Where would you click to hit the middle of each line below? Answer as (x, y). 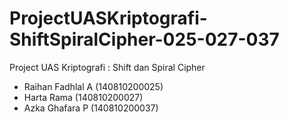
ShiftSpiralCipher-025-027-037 (144, 39)
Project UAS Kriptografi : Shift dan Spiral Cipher (107, 67)
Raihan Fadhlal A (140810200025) (93, 86)
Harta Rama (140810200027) (83, 97)
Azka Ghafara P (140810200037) (91, 108)
